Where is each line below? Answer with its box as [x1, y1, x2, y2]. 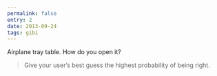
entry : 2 [7, 16, 32, 23]
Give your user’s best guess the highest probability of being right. [23, 61, 210, 69]
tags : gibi [7, 29, 39, 36]
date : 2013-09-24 [7, 23, 57, 29]
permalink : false [7, 10, 57, 17]
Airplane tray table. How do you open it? [7, 48, 122, 56]
